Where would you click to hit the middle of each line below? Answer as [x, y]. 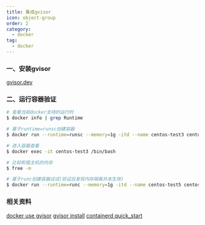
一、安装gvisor [28, 68]
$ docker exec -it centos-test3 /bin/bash [61, 151]
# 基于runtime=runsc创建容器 [41, 129]
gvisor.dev [20, 83]
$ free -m [19, 168]
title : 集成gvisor [29, 12]
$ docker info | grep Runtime [45, 118]
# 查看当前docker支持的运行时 [40, 112]
